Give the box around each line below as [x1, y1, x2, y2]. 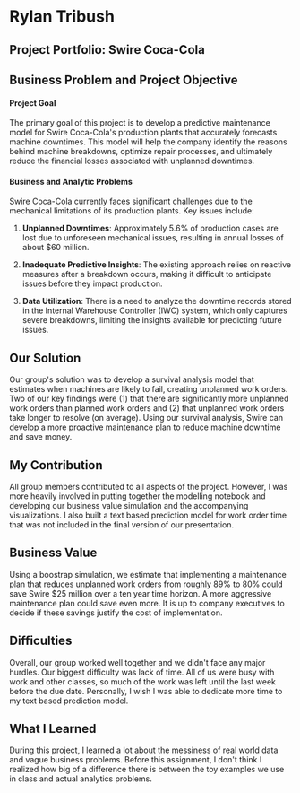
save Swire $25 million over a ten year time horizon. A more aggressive [9, 588, 272, 598]
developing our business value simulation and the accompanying [9, 501, 249, 510]
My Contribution [9, 457, 103, 473]
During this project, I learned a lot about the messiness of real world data [9, 745, 279, 755]
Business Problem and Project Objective [9, 72, 238, 87]
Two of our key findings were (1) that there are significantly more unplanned [9, 393, 289, 405]
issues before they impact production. [21, 278, 163, 289]
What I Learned [9, 721, 97, 736]
